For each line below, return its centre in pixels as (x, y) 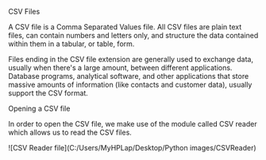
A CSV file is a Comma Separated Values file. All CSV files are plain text (125, 27)
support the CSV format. (48, 93)
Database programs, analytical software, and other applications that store (129, 76)
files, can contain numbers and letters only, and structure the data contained (133, 35)
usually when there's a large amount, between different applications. (120, 68)
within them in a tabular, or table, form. (71, 44)
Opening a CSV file (39, 108)
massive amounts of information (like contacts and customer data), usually (130, 84)
